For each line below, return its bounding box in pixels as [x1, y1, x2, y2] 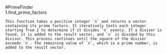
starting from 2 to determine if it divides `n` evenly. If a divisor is [5, 28, 162, 33]
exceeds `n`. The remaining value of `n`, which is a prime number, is [5, 41, 157, 46]
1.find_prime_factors [5, 9, 47, 15]
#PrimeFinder [5, 4, 33, 10]
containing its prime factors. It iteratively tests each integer [5, 23, 146, 28]
